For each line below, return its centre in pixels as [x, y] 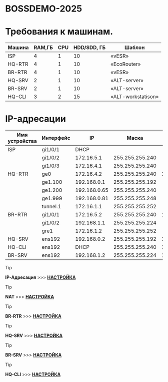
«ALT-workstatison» [134, 97]
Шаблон [134, 48]
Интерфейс [56, 138]
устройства [22, 141]
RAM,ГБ [43, 48]
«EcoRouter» [125, 64]
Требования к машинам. [59, 32]
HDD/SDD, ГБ [89, 48]
